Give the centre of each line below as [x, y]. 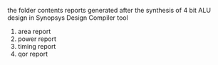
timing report [37, 46]
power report [37, 39]
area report [34, 31]
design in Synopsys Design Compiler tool [68, 18]
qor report [33, 54]
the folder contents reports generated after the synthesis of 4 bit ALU [109, 10]
